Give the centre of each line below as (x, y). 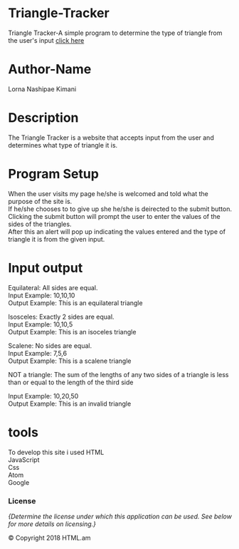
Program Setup (53, 174)
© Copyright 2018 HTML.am (49, 538)
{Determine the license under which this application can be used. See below (120, 516)
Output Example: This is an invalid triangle (70, 404)
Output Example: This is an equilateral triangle (75, 303)
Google (19, 482)
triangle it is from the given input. (57, 239)
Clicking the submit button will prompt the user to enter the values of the (114, 216)
